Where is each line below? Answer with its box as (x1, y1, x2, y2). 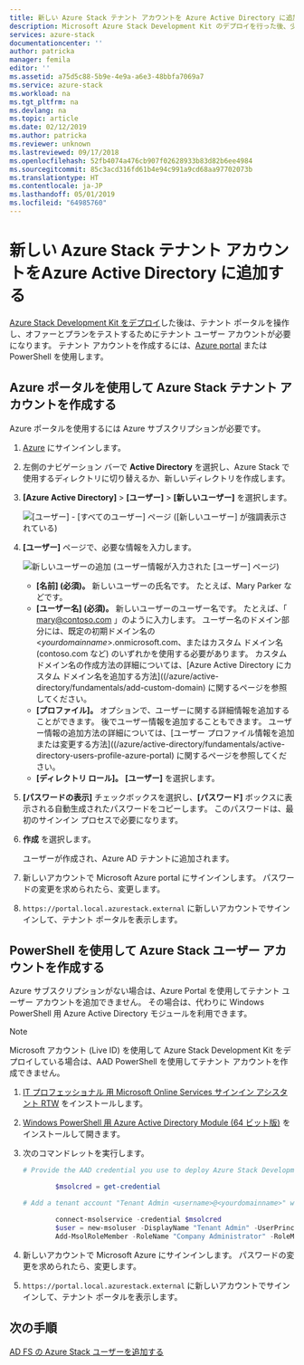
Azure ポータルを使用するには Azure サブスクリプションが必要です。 (9, 423, 266, 434)
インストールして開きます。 (22, 1129, 125, 1140)
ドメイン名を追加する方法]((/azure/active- (62, 671, 220, 682)
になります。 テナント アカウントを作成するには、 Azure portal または (9, 339, 268, 350)
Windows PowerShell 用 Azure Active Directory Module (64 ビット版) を (22, 1117, 291, 1128)
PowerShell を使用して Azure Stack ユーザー (9, 943, 261, 959)
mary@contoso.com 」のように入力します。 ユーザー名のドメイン (35, 614, 282, 625)
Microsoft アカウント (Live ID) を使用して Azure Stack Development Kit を (9, 1045, 283, 1055)
